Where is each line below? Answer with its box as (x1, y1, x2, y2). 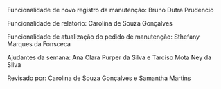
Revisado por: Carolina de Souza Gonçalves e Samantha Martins (7, 74, 191, 82)
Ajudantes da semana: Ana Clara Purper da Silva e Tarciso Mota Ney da (7, 53, 212, 61)
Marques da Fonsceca (7, 40, 71, 48)
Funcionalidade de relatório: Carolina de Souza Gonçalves (7, 19, 173, 27)
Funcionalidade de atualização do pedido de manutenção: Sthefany (7, 32, 200, 41)
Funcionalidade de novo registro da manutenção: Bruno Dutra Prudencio (7, 6, 214, 14)
